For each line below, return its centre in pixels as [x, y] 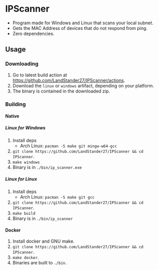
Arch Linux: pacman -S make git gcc [57, 197]
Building [16, 104]
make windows [26, 162]
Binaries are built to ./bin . [39, 263]
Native [12, 116]
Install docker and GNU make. [43, 241]
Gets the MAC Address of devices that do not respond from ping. [80, 28]
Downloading [22, 64]
